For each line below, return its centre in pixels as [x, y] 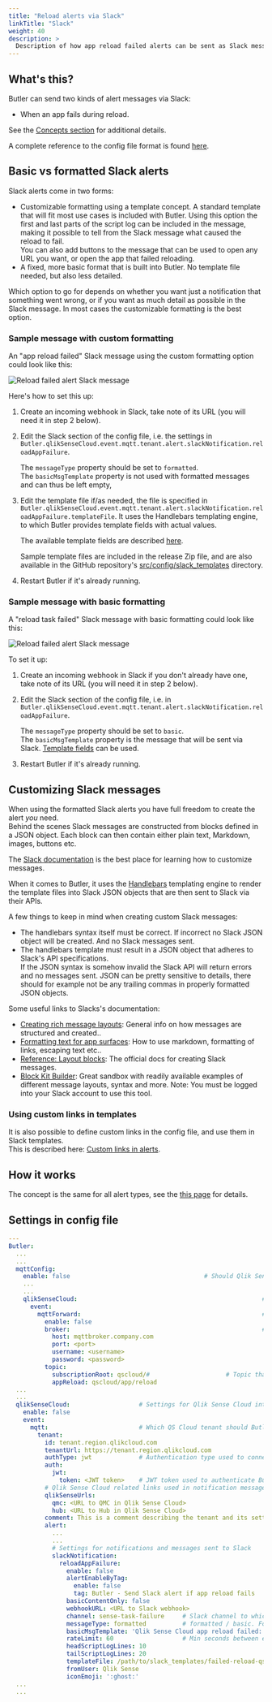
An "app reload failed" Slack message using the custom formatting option [131, 356]
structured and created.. [60, 1033]
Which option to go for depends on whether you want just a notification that [135, 291]
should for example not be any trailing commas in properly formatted [135, 984]
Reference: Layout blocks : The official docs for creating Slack [123, 1059]
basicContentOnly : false [108, 1601]
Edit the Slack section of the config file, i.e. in [96, 700]
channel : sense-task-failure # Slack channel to [157, 1616]
